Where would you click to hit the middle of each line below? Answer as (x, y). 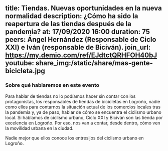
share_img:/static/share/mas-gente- (94, 63)
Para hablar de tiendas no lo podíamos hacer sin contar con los (70, 96)
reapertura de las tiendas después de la (68, 24)
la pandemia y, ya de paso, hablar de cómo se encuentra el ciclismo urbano (83, 112)
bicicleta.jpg (25, 71)
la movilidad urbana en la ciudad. (39, 128)
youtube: (20, 63)
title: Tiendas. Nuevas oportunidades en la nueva (83, 8)
